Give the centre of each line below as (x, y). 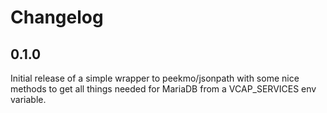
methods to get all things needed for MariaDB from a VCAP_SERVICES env (163, 89)
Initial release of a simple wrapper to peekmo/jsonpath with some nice (155, 78)
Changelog (57, 17)
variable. (28, 99)
